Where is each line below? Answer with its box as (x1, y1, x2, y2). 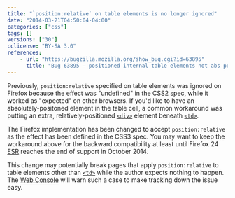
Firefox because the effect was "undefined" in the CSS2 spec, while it (7, 89, 208, 97)
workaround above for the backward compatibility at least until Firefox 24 (7, 139, 219, 148)
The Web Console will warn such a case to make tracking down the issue (7, 176, 218, 184)
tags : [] (7, 29, 33, 37)
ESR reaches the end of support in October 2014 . (7, 147, 149, 155)
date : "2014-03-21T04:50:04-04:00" (7, 17, 111, 24)
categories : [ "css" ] (7, 23, 68, 30)
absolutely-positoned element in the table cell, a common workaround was (7, 104, 222, 112)
